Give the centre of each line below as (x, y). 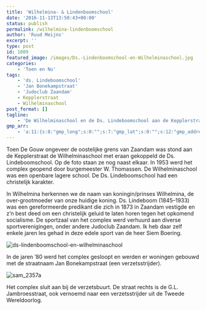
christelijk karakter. (30, 182)
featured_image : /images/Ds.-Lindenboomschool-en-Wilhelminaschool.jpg (100, 58)
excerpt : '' (21, 41)
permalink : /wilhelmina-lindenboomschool (60, 29)
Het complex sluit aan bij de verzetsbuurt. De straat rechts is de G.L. (93, 287)
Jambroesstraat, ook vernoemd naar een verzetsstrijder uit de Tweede (96, 293)
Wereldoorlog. (25, 300)
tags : (13, 75)
